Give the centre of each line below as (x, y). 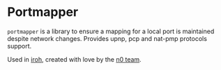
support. (20, 46)
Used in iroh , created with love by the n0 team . (74, 59)
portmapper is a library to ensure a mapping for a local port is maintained (111, 31)
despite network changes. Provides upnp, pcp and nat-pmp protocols (107, 38)
